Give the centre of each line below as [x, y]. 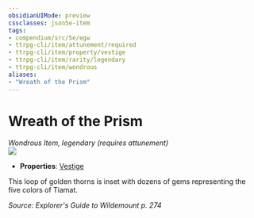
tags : [17, 30]
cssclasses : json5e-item [49, 23]
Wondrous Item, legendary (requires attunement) [89, 143]
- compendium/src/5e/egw [49, 38]
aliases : [23, 75]
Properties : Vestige [52, 166]
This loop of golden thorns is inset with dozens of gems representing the [127, 182]
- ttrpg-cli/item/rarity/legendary [67, 60]
